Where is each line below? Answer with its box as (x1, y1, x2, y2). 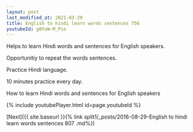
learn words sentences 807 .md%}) (6, 120, 95, 127)
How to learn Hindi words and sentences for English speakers (6, 89, 161, 97)
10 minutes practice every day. (6, 78, 83, 85)
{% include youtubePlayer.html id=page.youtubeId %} (6, 102, 141, 109)
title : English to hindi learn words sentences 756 (6, 20, 140, 26)
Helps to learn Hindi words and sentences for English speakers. (6, 43, 165, 50)
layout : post (6, 9, 39, 15)
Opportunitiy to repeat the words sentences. (6, 54, 117, 61)
